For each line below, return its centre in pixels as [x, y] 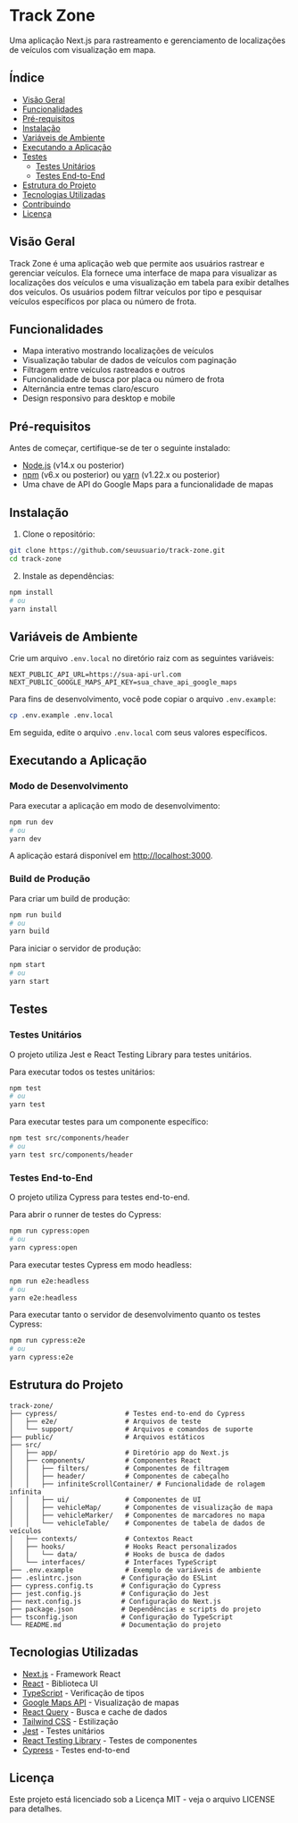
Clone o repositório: [58, 534]
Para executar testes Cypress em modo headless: [101, 1264]
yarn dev [25, 839]
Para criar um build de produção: [70, 898]
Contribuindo [46, 204]
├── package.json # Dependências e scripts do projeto [135, 1609]
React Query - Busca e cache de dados [95, 1712]
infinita [25, 1492]
